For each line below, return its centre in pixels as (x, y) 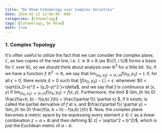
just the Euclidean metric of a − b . (39, 125)
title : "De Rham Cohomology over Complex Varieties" (60, 9)
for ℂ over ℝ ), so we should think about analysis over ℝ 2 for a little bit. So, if (81, 67)
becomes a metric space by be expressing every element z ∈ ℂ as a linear (80, 114)
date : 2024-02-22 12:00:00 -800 (38, 14)
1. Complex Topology (30, 45)
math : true (16, 28)
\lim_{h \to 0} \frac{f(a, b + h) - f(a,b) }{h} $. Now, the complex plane (74, 109)
